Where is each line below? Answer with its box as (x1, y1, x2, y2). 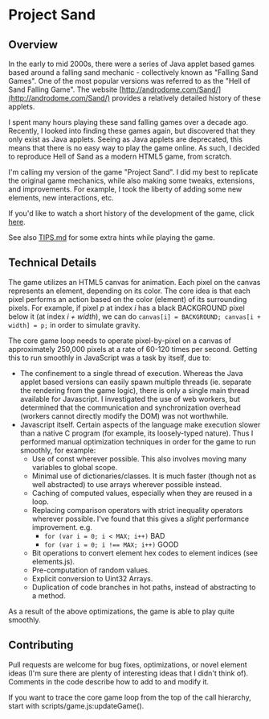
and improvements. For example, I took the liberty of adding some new (8, 184, 243, 194)
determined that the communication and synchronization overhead (19, 403, 241, 412)
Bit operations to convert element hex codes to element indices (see (31, 548, 259, 557)
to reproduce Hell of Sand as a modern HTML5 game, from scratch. (8, 151, 232, 161)
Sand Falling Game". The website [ (8, 85, 123, 94)
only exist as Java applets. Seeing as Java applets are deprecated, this (8, 134, 243, 144)
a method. (31, 590, 66, 601)
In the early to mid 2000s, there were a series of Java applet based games (8, 59, 255, 68)
